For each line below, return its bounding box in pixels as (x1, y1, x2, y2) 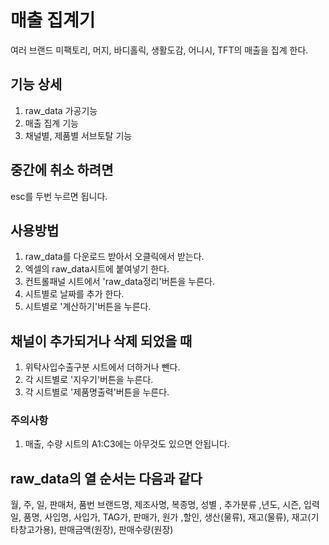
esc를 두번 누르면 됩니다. (10, 190, 108, 202)
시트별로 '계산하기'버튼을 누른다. (24, 301, 152, 313)
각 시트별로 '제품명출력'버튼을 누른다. (24, 386, 170, 398)
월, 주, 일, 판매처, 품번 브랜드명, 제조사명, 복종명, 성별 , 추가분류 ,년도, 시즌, (10, 499, 302, 511)
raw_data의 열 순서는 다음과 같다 (10, 470, 203, 487)
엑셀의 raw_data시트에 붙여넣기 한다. (24, 263, 170, 275)
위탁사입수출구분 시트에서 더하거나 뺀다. (24, 361, 181, 373)
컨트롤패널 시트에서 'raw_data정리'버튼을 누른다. (24, 276, 215, 288)
